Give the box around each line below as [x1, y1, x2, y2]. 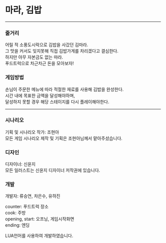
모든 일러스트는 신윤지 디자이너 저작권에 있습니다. [5, 167, 100, 174]
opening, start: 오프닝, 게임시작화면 [5, 216, 75, 222]
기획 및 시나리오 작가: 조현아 [5, 129, 59, 135]
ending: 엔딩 [5, 222, 30, 228]
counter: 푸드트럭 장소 [5, 204, 49, 210]
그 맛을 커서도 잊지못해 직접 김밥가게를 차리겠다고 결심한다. [5, 48, 119, 54]
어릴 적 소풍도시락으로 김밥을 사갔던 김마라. [5, 42, 88, 48]
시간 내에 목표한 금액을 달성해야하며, [5, 92, 75, 98]
